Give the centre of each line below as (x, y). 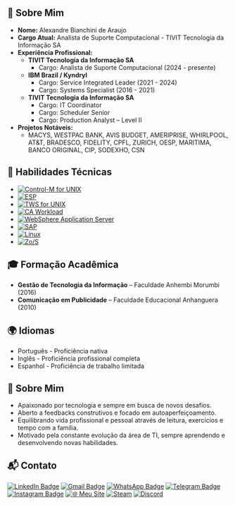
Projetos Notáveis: (45, 127)
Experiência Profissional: (55, 52)
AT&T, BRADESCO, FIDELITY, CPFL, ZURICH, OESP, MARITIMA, (120, 142)
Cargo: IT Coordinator (70, 105)
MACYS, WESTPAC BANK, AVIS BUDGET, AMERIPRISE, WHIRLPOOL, (128, 135)
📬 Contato (32, 466)
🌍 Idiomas (31, 330)
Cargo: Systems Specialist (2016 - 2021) (97, 90)
